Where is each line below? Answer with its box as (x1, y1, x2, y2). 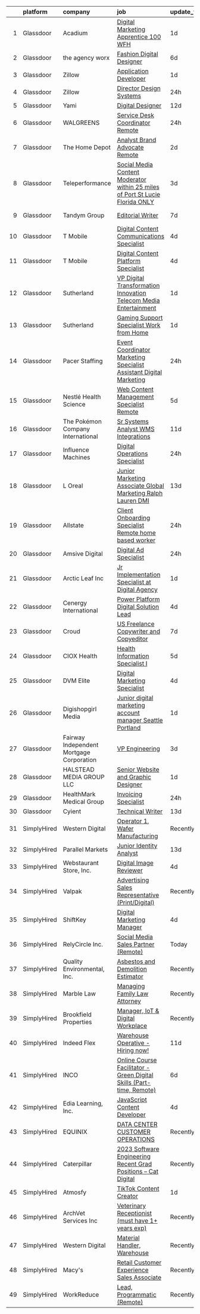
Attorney (117, 997, 141, 1005)
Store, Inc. (62, 866, 92, 874)
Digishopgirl (62, 705, 97, 713)
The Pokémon (62, 418, 102, 425)
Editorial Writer (117, 212, 159, 219)
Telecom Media (117, 296, 160, 304)
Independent (62, 741, 99, 749)
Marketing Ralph (117, 489, 163, 497)
